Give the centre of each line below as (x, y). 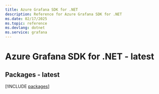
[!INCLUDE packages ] (27, 86)
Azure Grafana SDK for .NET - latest (80, 57)
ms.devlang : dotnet (25, 28)
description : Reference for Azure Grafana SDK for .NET (64, 14)
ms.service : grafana (26, 32)
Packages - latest (32, 75)
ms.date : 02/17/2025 (26, 19)
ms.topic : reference (26, 23)
